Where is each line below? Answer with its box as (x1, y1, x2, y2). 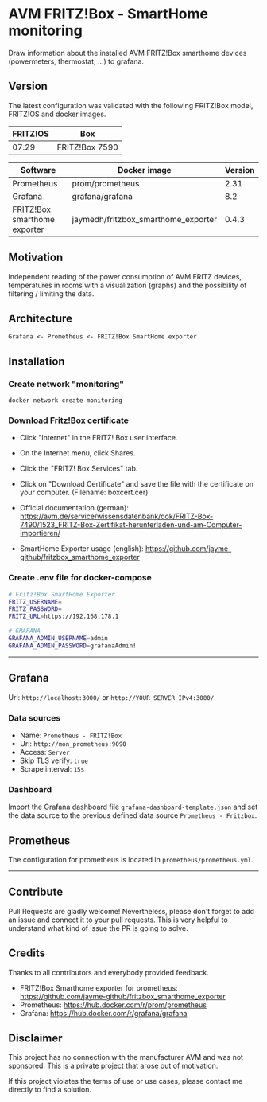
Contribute (8, 885, 64, 899)
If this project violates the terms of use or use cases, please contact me (8, 1077, 243, 1086)
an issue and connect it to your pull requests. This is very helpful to (8, 915, 228, 924)
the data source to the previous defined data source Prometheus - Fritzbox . (8, 811, 257, 820)
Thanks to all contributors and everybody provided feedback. (8, 967, 209, 977)
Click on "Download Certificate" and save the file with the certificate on (19, 479, 254, 489)
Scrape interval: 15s (19, 764, 85, 773)
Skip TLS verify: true (19, 756, 89, 765)
